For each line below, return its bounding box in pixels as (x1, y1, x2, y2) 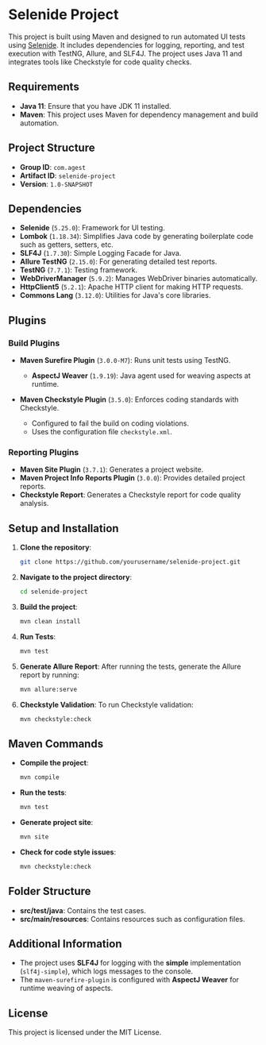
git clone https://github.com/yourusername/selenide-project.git (19, 558, 241, 566)
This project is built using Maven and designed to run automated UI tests (8, 32, 246, 41)
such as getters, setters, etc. (19, 240, 114, 249)
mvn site (19, 832, 49, 841)
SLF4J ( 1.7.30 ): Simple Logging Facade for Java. (19, 249, 182, 258)
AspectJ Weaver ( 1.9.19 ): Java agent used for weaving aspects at (31, 371, 251, 380)
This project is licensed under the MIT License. (8, 1028, 162, 1037)
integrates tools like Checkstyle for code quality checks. (8, 57, 192, 67)
